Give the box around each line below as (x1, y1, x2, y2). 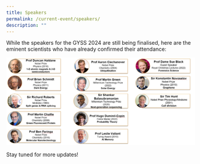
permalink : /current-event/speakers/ (6, 16, 101, 22)
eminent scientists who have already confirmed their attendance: (6, 45, 166, 53)
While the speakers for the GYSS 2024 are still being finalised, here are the (6, 39, 191, 47)
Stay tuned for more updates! (6, 151, 79, 158)
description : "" (6, 22, 47, 28)
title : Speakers (6, 10, 47, 16)
